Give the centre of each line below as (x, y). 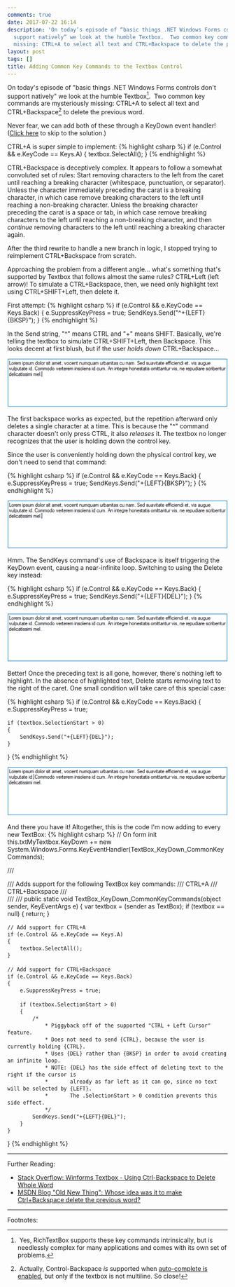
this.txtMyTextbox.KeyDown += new (59, 842)
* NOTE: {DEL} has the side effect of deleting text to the (134, 1068)
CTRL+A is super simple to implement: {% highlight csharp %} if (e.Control (114, 147)
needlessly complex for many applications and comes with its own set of (122, 1247)
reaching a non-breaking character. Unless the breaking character (102, 205)
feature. (20, 1033)
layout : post (26, 52)
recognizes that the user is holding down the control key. (89, 441)
